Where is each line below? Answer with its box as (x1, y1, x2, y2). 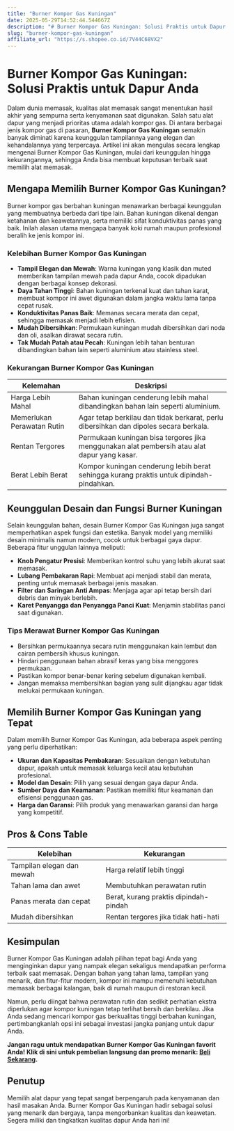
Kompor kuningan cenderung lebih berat (79, 461, 211, 471)
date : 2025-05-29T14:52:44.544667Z (7, 17, 111, 24)
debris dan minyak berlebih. (17, 594, 97, 602)
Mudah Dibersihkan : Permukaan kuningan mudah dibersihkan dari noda (17, 324, 226, 332)
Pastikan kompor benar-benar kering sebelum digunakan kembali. (17, 671, 207, 679)
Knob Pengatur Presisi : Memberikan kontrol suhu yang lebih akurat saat (17, 557, 226, 565)
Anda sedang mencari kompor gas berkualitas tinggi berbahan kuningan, (7, 1012, 217, 1020)
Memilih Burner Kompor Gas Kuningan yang (7, 706, 202, 718)
